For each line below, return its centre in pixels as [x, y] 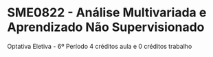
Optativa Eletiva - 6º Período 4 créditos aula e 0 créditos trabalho [100, 46]
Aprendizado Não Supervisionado [106, 27]
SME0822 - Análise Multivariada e [107, 13]
